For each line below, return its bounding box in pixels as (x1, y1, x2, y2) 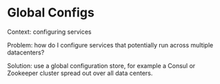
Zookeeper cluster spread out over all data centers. (7, 69, 153, 77)
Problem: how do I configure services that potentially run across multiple (7, 41, 214, 49)
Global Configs (7, 5, 94, 21)
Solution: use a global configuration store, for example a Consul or (7, 61, 196, 70)
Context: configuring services (7, 28, 92, 36)
